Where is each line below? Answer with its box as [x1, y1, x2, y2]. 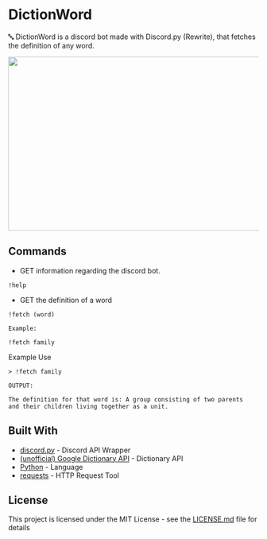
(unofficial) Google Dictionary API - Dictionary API [19, 453, 184, 463]
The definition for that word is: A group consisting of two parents [8, 395, 244, 403]
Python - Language [19, 462, 83, 471]
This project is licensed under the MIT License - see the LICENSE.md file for [8, 514, 257, 524]
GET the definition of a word [19, 295, 113, 304]
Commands [8, 245, 68, 258]
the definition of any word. [8, 41, 95, 50]
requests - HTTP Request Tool [19, 471, 119, 480]
